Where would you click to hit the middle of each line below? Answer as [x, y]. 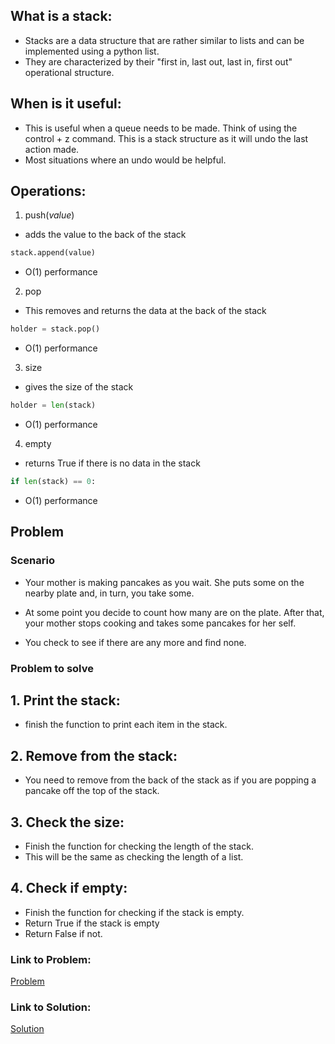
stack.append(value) [53, 253]
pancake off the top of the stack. [92, 791]
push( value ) [49, 215]
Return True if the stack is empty [92, 923]
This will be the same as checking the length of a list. [134, 856]
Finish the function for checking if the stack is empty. [134, 912]
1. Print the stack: [65, 700]
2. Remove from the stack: [94, 755]
